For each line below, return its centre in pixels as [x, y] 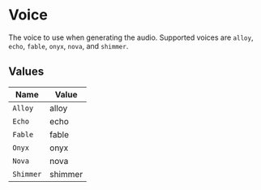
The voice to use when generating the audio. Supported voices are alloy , [131, 37]
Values [26, 72]
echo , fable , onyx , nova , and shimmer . [68, 45]
